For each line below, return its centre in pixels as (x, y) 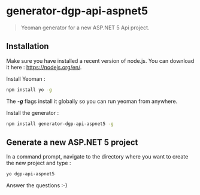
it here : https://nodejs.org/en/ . (44, 67)
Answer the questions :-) (37, 185)
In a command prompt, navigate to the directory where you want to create (97, 157)
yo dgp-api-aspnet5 (31, 174)
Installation (28, 46)
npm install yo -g (29, 90)
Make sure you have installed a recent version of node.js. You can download (100, 60)
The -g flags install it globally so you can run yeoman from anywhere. (92, 101)
